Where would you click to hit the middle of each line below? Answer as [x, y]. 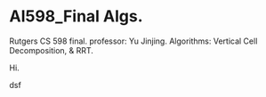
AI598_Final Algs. [77, 16]
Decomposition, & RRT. [51, 50]
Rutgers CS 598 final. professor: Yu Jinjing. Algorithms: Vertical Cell [133, 41]
